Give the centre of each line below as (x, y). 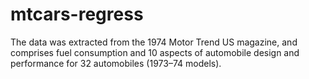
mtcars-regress (77, 14)
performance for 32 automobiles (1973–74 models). (116, 63)
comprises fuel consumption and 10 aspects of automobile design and (155, 52)
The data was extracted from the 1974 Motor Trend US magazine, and (154, 42)
